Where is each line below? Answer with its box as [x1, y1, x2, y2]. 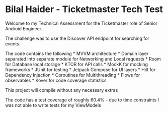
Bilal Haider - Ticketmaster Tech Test [5, 4, 163, 15]
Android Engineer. [5, 25, 43, 31]
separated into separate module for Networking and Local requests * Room [5, 55, 161, 62]
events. [5, 40, 21, 46]
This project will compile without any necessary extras [5, 87, 118, 93]
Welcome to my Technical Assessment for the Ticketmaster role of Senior [5, 20, 158, 26]
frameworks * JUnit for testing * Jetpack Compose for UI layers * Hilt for [5, 67, 156, 73]
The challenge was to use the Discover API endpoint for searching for [5, 35, 149, 41]
